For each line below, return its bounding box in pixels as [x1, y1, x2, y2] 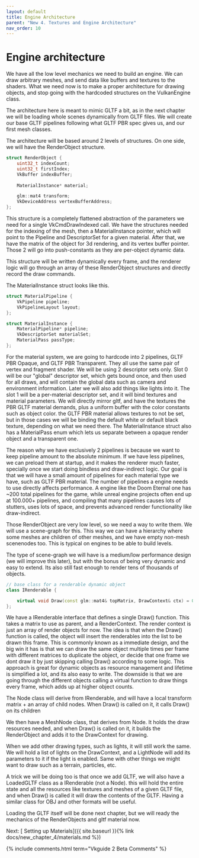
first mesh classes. [6, 126, 52, 133]
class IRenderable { [6, 587, 57, 593]
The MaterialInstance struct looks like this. [6, 282, 110, 289]
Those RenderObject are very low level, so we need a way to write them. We [6, 520, 192, 528]
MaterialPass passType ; [17, 337, 76, 343]
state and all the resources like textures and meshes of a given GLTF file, [6, 786, 184, 793]
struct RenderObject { [6, 155, 62, 161]
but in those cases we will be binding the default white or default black [6, 416, 179, 423]
